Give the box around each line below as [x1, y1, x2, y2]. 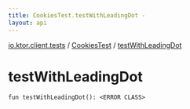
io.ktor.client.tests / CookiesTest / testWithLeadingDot [8, 40, 182, 49]
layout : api [8, 19, 47, 27]
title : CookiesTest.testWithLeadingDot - [8, 11, 146, 20]
